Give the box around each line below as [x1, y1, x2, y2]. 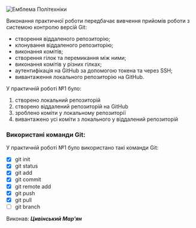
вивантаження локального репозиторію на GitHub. [14, 74, 145, 80]
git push [14, 189, 35, 197]
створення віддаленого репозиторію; [14, 35, 111, 42]
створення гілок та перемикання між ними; [14, 54, 127, 61]
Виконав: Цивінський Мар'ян [6, 215, 82, 222]
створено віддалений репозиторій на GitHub [14, 103, 128, 110]
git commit [14, 176, 42, 183]
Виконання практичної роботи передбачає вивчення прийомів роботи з [6, 17, 190, 24]
